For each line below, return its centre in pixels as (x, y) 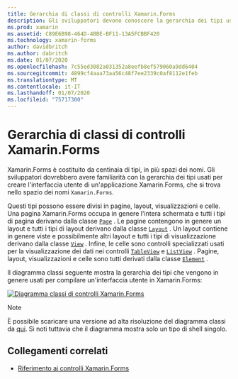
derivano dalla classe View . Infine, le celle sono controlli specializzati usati (116, 243)
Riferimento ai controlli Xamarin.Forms (73, 368)
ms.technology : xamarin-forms (52, 40)
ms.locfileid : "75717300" (45, 100)
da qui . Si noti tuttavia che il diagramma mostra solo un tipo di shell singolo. (118, 329)
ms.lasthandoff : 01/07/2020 (49, 93)
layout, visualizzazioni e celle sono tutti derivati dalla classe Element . (108, 258)
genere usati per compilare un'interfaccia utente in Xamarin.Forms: (105, 280)
